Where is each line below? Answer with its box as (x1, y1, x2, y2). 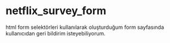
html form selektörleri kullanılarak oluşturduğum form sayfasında (5, 24, 165, 31)
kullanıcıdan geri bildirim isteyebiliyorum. (5, 29, 106, 37)
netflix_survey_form (5, 4, 107, 18)
